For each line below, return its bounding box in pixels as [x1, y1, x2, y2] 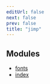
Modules [6, 48, 40, 58]
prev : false [6, 20, 36, 26]
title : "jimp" [6, 26, 42, 32]
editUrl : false [6, 9, 45, 15]
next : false [6, 15, 36, 21]
